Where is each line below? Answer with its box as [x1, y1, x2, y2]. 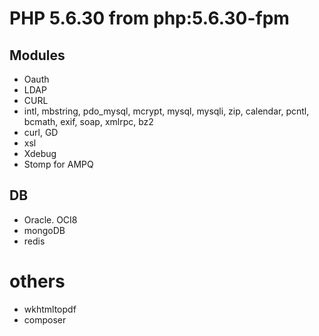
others [9, 270, 66, 292]
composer [23, 313, 67, 326]
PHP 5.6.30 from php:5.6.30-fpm [9, 7, 290, 30]
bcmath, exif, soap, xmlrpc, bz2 [23, 116, 154, 127]
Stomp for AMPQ [23, 158, 94, 170]
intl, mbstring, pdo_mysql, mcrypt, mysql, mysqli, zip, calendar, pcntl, [23, 105, 310, 117]
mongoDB [23, 224, 66, 236]
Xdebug [23, 148, 57, 159]
